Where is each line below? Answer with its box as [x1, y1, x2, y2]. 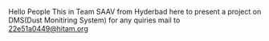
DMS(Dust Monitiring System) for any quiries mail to [8, 15, 181, 25]
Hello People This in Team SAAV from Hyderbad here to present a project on [8, 7, 262, 16]
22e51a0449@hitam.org [8, 24, 88, 33]
